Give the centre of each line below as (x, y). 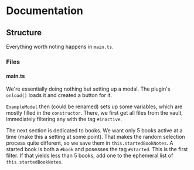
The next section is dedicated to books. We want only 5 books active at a (94, 131)
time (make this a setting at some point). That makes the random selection (96, 137)
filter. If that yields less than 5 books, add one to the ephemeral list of (90, 156)
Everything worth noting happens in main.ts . (60, 46)
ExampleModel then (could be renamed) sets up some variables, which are (94, 106)
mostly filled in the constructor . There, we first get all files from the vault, (95, 113)
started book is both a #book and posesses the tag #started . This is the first (97, 149)
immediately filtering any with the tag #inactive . (64, 119)
